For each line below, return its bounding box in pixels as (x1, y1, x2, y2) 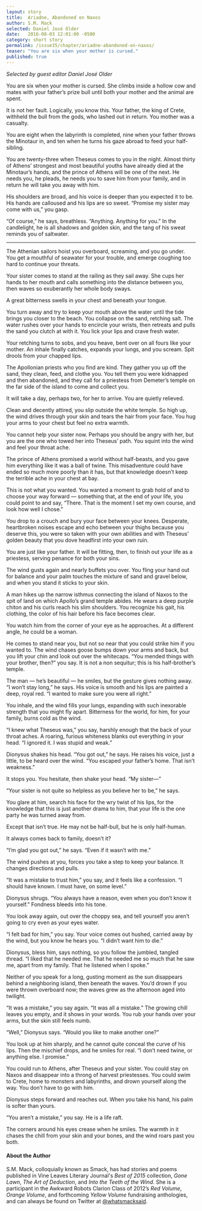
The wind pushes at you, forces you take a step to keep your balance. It (6, 858, 184, 865)
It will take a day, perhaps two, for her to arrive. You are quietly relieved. (6, 395, 185, 402)
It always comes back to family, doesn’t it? (6, 834, 111, 842)
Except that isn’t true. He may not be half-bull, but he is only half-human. (6, 823, 186, 830)
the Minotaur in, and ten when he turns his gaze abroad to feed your (6, 137, 176, 145)
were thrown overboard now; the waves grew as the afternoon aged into (6, 986, 185, 993)
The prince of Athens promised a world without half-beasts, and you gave (6, 455, 189, 462)
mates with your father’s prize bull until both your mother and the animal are (6, 88, 194, 95)
